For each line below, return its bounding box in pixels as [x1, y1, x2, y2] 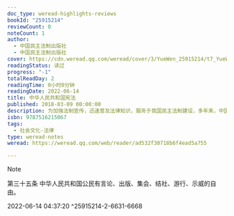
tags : [7, 120, 23, 128]
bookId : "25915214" [7, 17, 64, 24]
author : [7, 36, 30, 43]
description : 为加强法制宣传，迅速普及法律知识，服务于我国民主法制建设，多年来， [7, 107, 219, 114]
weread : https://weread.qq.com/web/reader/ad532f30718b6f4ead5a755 [7, 140, 208, 147]
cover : [7, 56, 26, 63]
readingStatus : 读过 [7, 62, 65, 69]
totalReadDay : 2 [7, 75, 54, 82]
